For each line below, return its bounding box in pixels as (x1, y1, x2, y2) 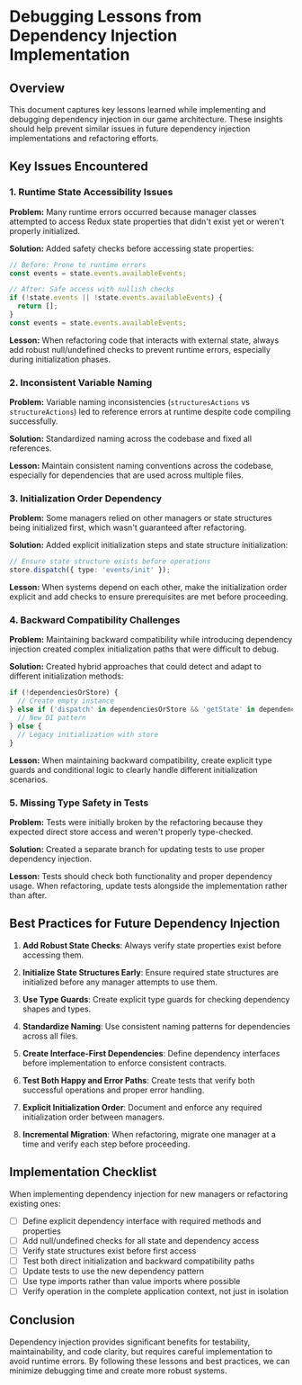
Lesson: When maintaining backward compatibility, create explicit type (9, 754, 272, 766)
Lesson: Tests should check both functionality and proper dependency (9, 870, 272, 881)
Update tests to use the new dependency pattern (22, 1265, 205, 1276)
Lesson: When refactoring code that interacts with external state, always (9, 335, 280, 346)
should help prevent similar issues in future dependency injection (9, 123, 251, 134)
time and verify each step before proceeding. (22, 1138, 191, 1149)
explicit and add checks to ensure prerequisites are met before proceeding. (9, 591, 289, 602)
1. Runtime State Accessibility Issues (9, 186, 173, 199)
